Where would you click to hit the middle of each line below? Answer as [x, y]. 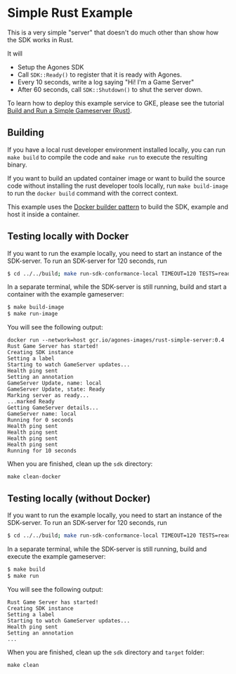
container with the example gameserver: [66, 294]
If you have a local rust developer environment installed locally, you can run [117, 150]
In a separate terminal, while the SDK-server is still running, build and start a [117, 287]
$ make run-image [33, 314]
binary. [17, 164]
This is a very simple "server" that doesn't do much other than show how [113, 32]
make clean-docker [34, 477]
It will [15, 53]
